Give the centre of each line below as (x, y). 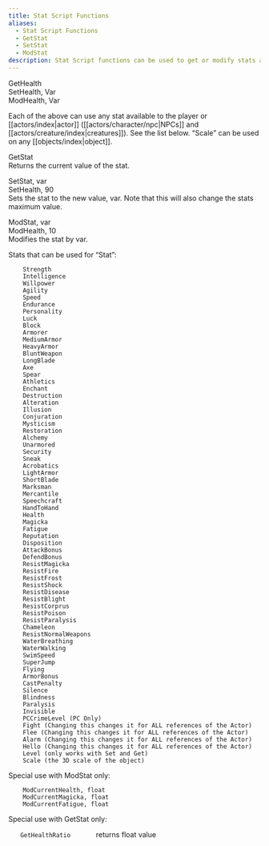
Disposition (42, 543)
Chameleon (39, 627)
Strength (37, 269)
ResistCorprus (46, 606)
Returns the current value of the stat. (69, 165)
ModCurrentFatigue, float (66, 804)
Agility (35, 290)
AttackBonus (42, 550)
